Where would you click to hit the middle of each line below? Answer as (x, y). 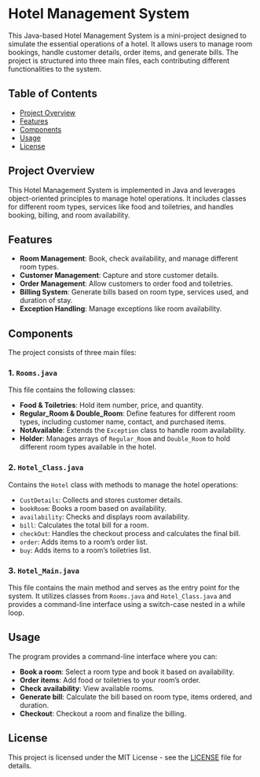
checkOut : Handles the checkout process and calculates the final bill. (130, 533)
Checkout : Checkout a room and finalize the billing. (103, 713)
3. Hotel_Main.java (44, 570)
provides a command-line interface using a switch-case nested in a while (127, 605)
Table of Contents (53, 94)
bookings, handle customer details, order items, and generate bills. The (123, 52)
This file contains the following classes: (72, 390)
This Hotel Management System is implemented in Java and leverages (122, 190)
